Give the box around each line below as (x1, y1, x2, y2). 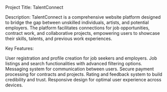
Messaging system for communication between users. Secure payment (5, 66, 154, 72)
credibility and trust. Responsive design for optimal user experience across (5, 77, 162, 82)
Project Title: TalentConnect (5, 5, 64, 10)
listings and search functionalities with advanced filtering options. (5, 61, 143, 66)
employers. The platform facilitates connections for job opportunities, (5, 25, 150, 31)
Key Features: (5, 45, 34, 51)
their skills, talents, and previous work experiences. (5, 35, 112, 41)
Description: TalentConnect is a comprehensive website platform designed (5, 14, 161, 20)
